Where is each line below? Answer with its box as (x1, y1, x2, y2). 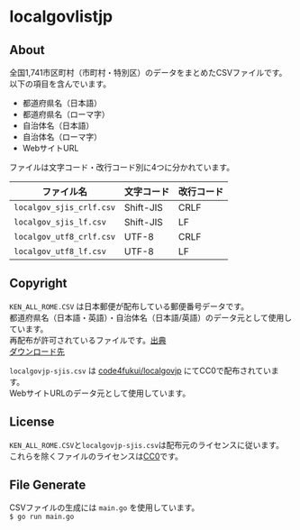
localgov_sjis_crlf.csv (14, 203, 116, 213)
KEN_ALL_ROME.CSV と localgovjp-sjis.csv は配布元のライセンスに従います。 (9, 439, 284, 450)
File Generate (9, 478, 86, 493)
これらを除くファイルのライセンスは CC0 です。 (9, 451, 183, 461)
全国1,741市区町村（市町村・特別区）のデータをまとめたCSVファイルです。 (9, 68, 287, 78)
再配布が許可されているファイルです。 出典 (9, 334, 167, 345)
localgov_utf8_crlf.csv (14, 232, 116, 242)
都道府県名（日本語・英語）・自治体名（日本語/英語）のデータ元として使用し (9, 312, 293, 323)
